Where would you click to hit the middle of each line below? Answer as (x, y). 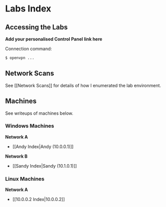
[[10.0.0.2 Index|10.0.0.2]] (39, 200)
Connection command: (29, 49)
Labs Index (28, 9)
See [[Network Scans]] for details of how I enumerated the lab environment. (83, 85)
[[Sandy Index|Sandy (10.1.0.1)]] (45, 166)
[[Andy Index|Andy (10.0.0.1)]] (43, 146)
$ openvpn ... (20, 58)
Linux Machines (25, 179)
